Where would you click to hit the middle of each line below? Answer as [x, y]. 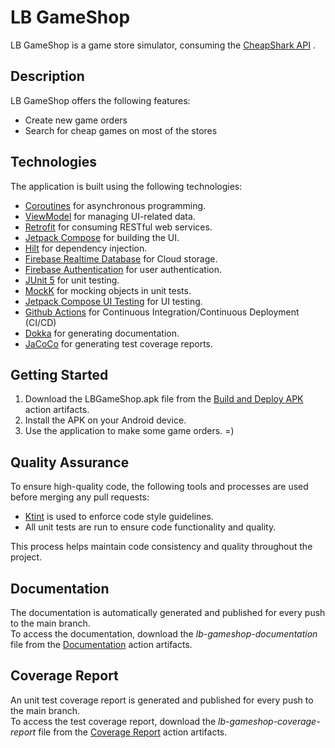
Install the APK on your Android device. [105, 420]
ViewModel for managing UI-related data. [110, 216]
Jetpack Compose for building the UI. [102, 237]
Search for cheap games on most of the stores [121, 130]
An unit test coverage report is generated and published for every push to [162, 700]
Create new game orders [76, 120]
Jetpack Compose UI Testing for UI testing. [113, 301]
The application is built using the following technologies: [126, 186]
